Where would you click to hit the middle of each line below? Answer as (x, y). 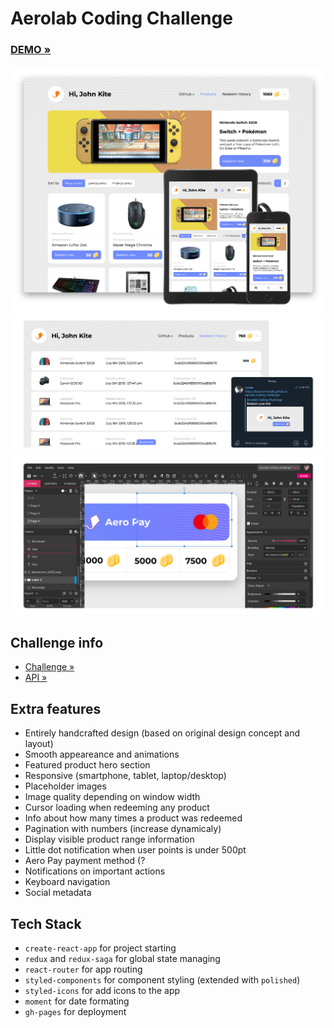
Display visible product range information (109, 839)
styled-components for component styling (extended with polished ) (162, 980)
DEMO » (31, 50)
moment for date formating (77, 1001)
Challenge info (57, 643)
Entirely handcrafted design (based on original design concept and (162, 733)
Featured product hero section (87, 765)
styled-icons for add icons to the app (102, 991)
